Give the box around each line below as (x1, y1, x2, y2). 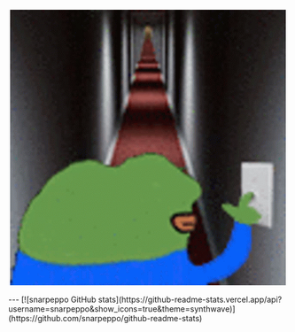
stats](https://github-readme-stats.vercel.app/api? (97, 294, 283, 305)
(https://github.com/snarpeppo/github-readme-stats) (8, 313, 203, 323)
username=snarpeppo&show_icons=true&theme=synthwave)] (8, 304, 236, 314)
